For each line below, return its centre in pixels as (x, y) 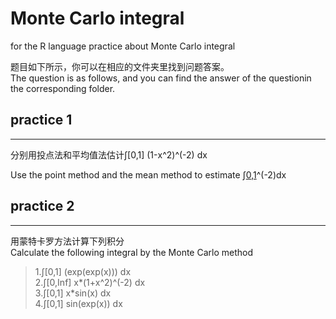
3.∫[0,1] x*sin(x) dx (73, 293)
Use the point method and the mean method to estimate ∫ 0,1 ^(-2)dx (148, 174)
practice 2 (42, 206)
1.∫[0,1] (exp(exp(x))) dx (83, 271)
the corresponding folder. (63, 88)
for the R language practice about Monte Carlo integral (123, 46)
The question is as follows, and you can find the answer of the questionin (161, 78)
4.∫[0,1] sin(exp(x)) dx (78, 303)
